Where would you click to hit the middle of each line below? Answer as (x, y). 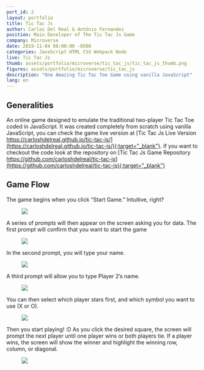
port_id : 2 (20, 12)
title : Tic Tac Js (30, 23)
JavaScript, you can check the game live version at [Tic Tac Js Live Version (101, 133)
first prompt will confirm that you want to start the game (77, 229)
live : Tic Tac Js (28, 58)
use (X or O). (22, 306)
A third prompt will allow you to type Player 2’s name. (73, 276)
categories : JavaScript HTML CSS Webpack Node (67, 52)
